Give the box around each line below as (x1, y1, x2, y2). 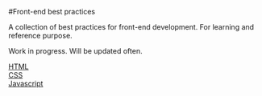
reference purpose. (8, 31, 73, 40)
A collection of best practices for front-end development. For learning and (8, 22, 255, 31)
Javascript (8, 79, 44, 88)
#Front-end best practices (8, 7, 95, 16)
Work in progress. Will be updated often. (8, 46, 143, 55)
